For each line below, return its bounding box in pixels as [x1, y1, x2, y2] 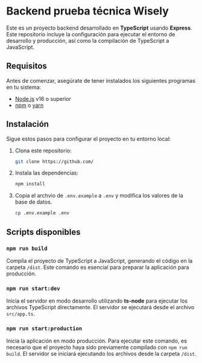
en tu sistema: [6, 83, 42, 91]
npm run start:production [6, 325, 83, 332]
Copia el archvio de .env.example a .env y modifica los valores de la [14, 192, 184, 199]
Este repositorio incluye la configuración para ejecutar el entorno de [6, 30, 175, 37]
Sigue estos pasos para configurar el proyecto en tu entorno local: [6, 135, 171, 143]
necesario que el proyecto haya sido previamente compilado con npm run [6, 344, 188, 351]
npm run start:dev [6, 285, 60, 292]
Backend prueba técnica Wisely [6, 4, 169, 18]
